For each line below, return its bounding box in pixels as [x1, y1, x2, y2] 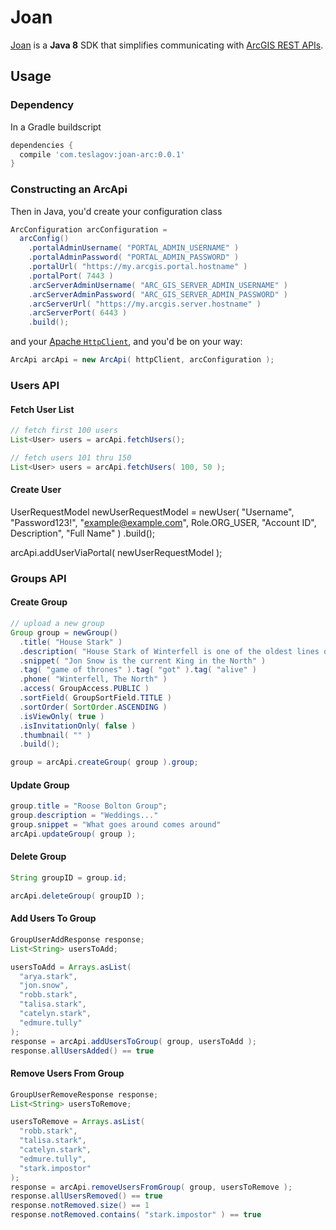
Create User [10, 484, 62, 496]
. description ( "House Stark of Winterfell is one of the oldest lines [19, 646, 320, 656]
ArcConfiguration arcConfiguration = [10, 224, 168, 235]
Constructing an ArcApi [10, 182, 128, 196]
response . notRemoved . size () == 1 [10, 1201, 150, 1211]
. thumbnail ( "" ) [19, 730, 92, 740]
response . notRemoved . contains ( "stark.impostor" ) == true [10, 1210, 262, 1220]
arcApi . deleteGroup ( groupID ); [10, 891, 145, 901]
